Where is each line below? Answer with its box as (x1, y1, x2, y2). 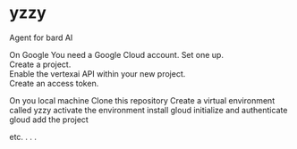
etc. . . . (9, 131, 38, 142)
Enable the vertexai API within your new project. (9, 68, 186, 79)
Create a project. (9, 59, 72, 70)
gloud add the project (9, 114, 89, 125)
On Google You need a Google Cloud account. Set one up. (9, 49, 224, 60)
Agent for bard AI (9, 32, 73, 43)
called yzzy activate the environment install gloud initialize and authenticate (9, 104, 288, 115)
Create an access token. (9, 78, 99, 88)
